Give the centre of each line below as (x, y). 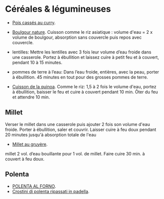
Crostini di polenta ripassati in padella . (51, 191)
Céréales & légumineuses (58, 9)
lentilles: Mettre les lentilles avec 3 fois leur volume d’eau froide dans (82, 52)
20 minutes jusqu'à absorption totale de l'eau (51, 135)
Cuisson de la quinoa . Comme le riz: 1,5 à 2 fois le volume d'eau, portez (84, 86)
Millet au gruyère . (30, 144)
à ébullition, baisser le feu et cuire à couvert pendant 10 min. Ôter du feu (85, 92)
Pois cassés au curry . (34, 23)
